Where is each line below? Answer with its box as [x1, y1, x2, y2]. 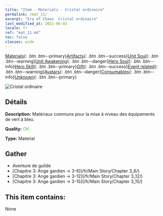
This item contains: [5, 193, 66, 201]
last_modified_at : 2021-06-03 [5, 21, 68, 26]
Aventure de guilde [12, 163, 51, 169]
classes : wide [5, 40, 35, 44]
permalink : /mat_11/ [5, 12, 48, 17]
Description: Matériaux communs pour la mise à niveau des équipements [5, 111, 155, 117]
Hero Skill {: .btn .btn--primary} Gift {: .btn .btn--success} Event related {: [14, 63, 158, 69]
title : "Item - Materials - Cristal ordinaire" [5, 7, 105, 12]
